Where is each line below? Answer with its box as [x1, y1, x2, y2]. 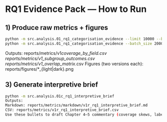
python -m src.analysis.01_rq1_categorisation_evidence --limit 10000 [5, 36, 155, 41]
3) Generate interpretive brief [5, 81, 98, 89]
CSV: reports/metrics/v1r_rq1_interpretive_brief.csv [5, 108, 119, 113]
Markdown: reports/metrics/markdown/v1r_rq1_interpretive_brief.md [5, 103, 148, 108]
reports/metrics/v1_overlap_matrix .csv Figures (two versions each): [5, 61, 144, 67]
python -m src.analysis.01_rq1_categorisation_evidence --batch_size [5, 41, 153, 46]
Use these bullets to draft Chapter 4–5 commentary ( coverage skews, [5, 112, 153, 118]
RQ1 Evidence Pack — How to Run [5, 3, 147, 15]
